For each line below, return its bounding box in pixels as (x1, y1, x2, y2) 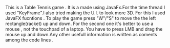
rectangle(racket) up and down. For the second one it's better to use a (5, 20, 154, 27)
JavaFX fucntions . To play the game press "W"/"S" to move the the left (5, 15, 156, 21)
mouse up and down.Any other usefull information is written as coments (5, 32, 157, 37)
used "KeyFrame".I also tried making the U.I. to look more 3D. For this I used (5, 10, 165, 16)
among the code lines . (5, 37, 54, 43)
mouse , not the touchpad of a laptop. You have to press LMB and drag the (5, 26, 163, 32)
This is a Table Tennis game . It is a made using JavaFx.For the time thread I (5, 5, 165, 10)
